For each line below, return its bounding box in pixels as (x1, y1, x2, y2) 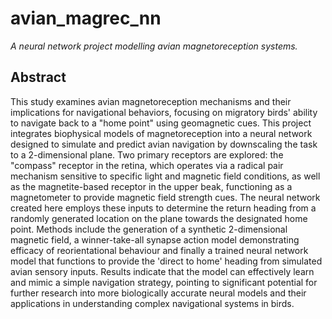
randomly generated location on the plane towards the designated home (10, 212, 308, 224)
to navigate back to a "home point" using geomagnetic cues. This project (10, 117, 312, 129)
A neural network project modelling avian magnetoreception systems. (10, 40, 298, 52)
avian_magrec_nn (10, 7, 162, 30)
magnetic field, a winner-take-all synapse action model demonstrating (10, 233, 300, 246)
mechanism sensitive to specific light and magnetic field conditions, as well (10, 170, 321, 182)
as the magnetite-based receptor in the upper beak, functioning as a (10, 180, 293, 192)
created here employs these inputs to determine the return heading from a (10, 202, 317, 214)
